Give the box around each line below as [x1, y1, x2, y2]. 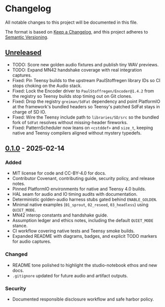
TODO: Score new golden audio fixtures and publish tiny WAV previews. [12, 61, 159, 67]
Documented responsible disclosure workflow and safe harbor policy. [12, 296, 154, 302]
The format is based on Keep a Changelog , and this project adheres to [5, 29, 148, 35]
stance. [12, 223, 28, 229]
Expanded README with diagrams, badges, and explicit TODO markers [12, 233, 157, 239]
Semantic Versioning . [5, 34, 48, 40]
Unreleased [5, 48, 42, 57]
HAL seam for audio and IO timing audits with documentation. [12, 191, 138, 197]
